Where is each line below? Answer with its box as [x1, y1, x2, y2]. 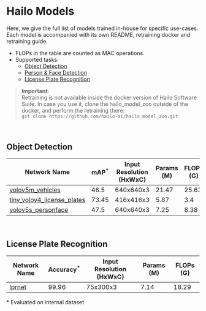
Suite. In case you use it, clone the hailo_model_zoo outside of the [21, 100, 189, 108]
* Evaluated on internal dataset [6, 298, 85, 305]
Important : [21, 87, 50, 94]
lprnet [9, 283, 26, 291]
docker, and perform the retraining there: [21, 107, 125, 114]
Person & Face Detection [24, 69, 88, 76]
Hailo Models [6, 4, 75, 18]
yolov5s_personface [9, 205, 69, 214]
